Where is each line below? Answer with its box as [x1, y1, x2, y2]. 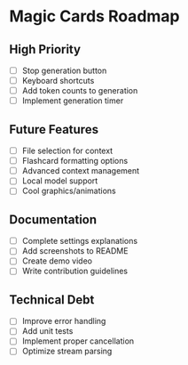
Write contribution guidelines [21, 265, 129, 277]
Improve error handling [21, 316, 106, 327]
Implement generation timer [21, 95, 124, 106]
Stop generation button [21, 65, 107, 76]
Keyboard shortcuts [21, 76, 95, 86]
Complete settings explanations [21, 236, 138, 247]
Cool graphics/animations [21, 185, 117, 197]
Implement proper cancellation [21, 336, 135, 346]
